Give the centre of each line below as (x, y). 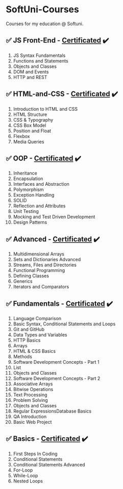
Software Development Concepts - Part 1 (56, 362)
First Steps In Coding (35, 454)
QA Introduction (30, 416)
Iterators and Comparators (41, 287)
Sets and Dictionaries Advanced (47, 260)
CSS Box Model (30, 125)
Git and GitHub (29, 329)
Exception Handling (34, 195)
